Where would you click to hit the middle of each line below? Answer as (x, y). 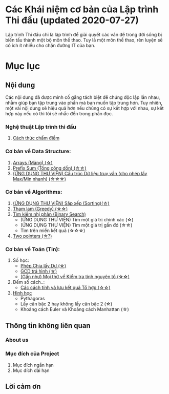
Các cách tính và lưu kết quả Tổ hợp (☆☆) (65, 287)
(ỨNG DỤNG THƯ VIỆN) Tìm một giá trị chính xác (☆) (77, 219)
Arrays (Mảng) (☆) (33, 162)
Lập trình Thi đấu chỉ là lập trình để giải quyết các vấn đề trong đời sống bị (84, 34)
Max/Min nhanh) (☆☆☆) (39, 179)
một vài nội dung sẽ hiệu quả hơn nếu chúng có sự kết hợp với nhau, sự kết (84, 108)
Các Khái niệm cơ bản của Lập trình (82, 9)
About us (17, 340)
